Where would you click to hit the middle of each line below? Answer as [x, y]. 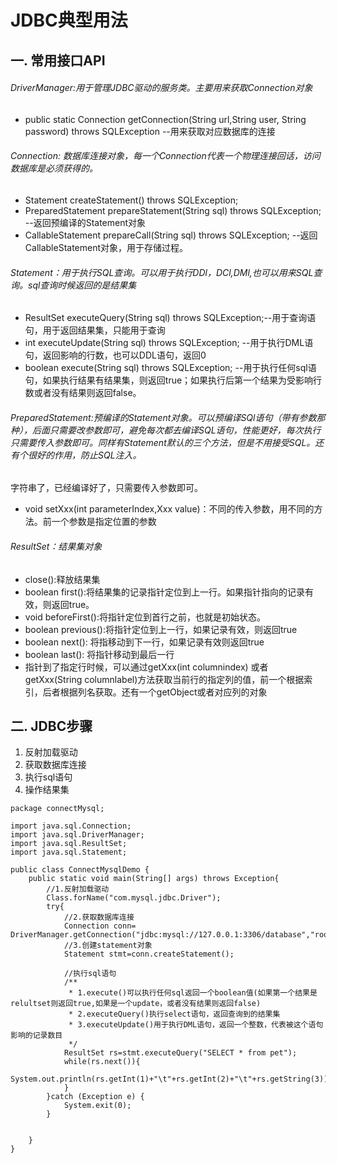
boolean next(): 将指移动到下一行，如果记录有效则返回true [144, 642]
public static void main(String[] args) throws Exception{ [154, 879]
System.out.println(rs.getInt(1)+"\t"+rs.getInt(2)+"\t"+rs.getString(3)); [171, 1079]
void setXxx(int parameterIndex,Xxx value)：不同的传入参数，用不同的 [169, 509]
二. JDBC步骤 [51, 726]
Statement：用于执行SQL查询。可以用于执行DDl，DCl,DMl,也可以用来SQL [162, 272]
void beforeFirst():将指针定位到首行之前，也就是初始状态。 [145, 617]
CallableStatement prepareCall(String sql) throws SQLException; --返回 [171, 235]
